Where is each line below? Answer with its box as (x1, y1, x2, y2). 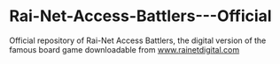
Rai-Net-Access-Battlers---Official (9, 6, 272, 26)
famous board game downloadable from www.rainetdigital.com (9, 44, 240, 54)
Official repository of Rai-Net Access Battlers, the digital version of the (9, 35, 267, 46)
